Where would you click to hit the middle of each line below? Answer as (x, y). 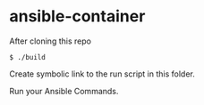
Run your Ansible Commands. (64, 91)
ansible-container (77, 16)
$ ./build (28, 57)
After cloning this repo (51, 41)
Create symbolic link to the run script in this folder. (102, 74)
